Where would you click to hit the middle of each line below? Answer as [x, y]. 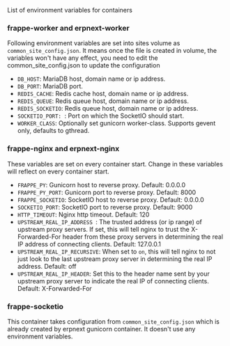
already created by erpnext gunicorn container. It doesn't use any [101, 329]
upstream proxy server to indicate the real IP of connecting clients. [113, 281]
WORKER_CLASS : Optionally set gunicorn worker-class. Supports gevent [116, 123]
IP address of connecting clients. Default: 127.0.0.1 [89, 244]
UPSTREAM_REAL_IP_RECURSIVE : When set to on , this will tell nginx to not [116, 251]
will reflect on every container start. [58, 171]
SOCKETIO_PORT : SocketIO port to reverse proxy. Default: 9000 [105, 207]
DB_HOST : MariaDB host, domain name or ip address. [91, 79]
